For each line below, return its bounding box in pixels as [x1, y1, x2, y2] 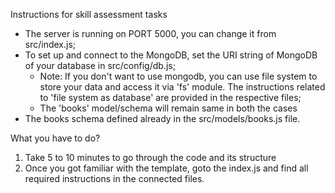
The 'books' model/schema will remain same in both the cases [39, 102, 298, 114]
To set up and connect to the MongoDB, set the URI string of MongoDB [24, 49, 318, 61]
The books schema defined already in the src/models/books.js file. [24, 113, 301, 124]
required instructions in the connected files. [24, 173, 205, 184]
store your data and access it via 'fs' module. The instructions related [39, 81, 326, 93]
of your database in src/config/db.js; [24, 60, 176, 71]
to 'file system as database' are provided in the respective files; [39, 92, 302, 103]
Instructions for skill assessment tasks [10, 9, 168, 20]
